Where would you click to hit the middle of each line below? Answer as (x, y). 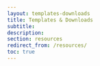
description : (26, 33)
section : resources (35, 39)
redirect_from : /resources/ (47, 45)
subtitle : (21, 26)
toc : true (21, 52)
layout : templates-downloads (49, 13)
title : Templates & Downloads (50, 20)
